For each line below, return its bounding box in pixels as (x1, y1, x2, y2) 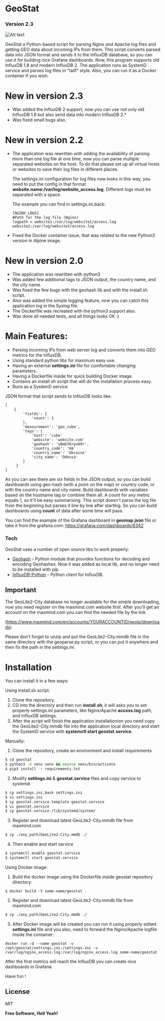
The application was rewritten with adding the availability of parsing (12, 151, 150, 157)
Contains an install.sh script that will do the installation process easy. (12, 378, 152, 384)
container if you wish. (5, 73, 49, 79)
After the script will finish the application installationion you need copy (12, 718, 155, 724)
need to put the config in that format (12, 181, 86, 187)
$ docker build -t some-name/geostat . (5, 889, 87, 894)
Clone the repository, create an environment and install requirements (12, 748, 152, 754)
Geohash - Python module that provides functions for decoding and (12, 556, 150, 562)
